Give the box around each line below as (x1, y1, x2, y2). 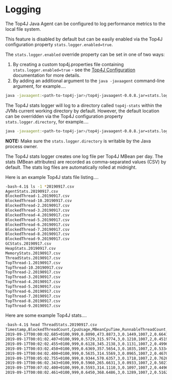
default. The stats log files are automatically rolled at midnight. (5, 164, 137, 170)
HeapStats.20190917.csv (5, 246, 56, 251)
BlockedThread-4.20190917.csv (5, 212, 70, 217)
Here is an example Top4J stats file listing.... (5, 174, 99, 180)
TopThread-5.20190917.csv (5, 284, 60, 289)
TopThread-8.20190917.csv (5, 298, 60, 304)
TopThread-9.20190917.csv (5, 303, 60, 308)
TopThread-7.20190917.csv (5, 293, 60, 298)
